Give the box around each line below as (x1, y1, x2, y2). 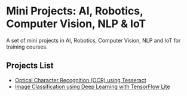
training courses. (6, 43, 48, 50)
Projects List (6, 61, 54, 71)
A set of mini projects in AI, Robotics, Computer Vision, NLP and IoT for (6, 37, 181, 44)
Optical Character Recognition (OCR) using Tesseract (14, 76, 146, 83)
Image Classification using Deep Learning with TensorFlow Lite (14, 83, 170, 90)
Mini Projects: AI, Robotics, (6, 4, 143, 18)
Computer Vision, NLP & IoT (6, 17, 146, 31)
